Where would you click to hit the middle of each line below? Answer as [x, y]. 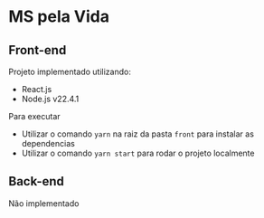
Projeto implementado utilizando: [70, 71]
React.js [37, 89]
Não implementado [44, 203]
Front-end [38, 50]
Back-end [37, 181]
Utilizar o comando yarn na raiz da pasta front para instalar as [138, 134]
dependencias [48, 143]
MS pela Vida [59, 17]
